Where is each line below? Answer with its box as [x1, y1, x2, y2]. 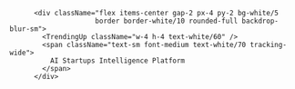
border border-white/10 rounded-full [95, 16, 239, 25]
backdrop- [241, 16, 280, 25]
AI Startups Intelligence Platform [49, 56, 185, 65]
